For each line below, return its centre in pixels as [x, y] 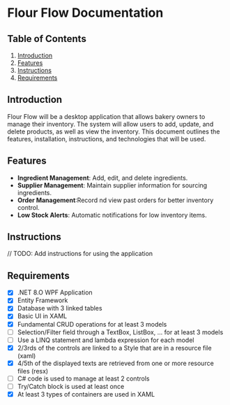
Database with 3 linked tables [60, 308]
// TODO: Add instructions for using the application [80, 254]
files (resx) [33, 371]
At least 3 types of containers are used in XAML [86, 394]
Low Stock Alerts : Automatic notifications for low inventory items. [112, 215]
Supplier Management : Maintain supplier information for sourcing [112, 185]
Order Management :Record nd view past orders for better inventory [115, 200]
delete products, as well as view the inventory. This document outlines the [114, 132]
